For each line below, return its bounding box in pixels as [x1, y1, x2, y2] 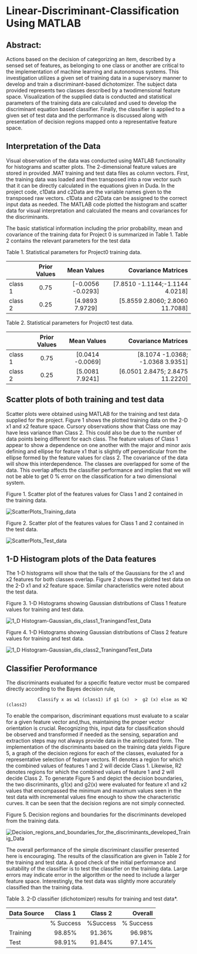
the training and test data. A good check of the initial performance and [6, 859, 176, 866]
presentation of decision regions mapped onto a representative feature [6, 118, 178, 125]
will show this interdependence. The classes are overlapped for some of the [6, 460, 189, 467]
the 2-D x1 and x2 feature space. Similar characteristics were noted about [6, 582, 184, 589]
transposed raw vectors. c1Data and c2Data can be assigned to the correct [6, 194, 188, 201]
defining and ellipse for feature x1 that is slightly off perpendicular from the [6, 448, 187, 455]
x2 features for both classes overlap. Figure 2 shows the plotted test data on [6, 576, 191, 583]
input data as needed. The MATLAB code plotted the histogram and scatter [6, 201, 188, 208]
